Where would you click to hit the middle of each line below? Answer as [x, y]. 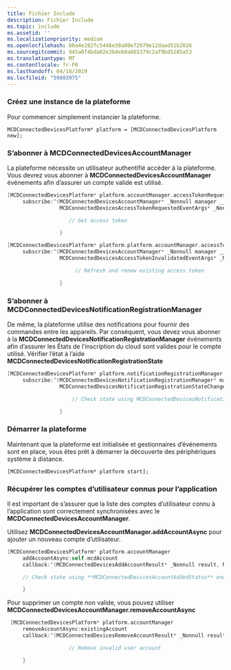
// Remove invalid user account [115, 648]
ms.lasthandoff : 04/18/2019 [47, 71]
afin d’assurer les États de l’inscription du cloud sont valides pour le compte [114, 346]
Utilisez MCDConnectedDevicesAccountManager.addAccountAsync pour [114, 531]
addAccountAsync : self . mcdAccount [70, 558]
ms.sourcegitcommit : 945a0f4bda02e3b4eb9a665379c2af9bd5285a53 [100, 52]
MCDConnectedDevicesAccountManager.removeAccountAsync [101, 610]
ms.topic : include [33, 26]
